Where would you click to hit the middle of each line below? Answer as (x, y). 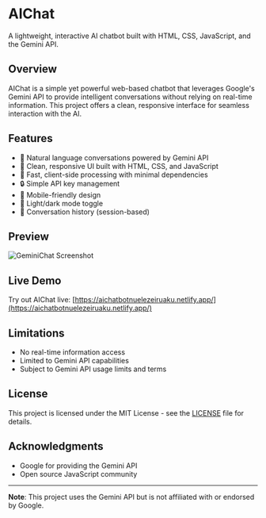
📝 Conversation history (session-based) (85, 212)
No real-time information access (72, 352)
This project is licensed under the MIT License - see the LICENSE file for (126, 412)
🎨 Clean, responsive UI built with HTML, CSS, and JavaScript (119, 166)
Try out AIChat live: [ (42, 300)
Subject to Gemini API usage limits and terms (93, 369)
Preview (29, 236)
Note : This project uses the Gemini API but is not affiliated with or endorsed (131, 497)
